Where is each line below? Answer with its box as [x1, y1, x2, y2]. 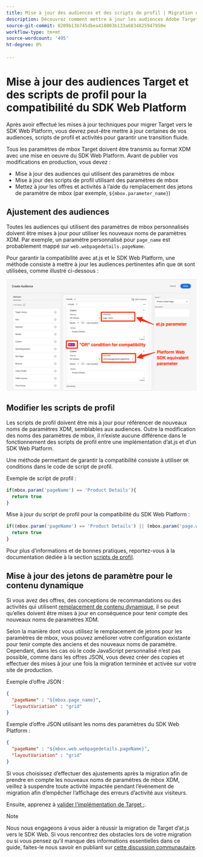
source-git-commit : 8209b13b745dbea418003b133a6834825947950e [6, 22, 166, 28]
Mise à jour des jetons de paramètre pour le [6, 571, 173, 581]
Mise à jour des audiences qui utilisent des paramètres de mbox [14, 170, 175, 177]
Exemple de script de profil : [6, 475, 77, 482]
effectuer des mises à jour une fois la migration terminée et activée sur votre [6, 659, 196, 667]
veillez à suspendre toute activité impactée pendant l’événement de [6, 782, 174, 790]
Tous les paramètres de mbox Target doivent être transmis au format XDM [6, 145, 192, 153]
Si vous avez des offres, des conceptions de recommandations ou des [6, 596, 182, 604]
